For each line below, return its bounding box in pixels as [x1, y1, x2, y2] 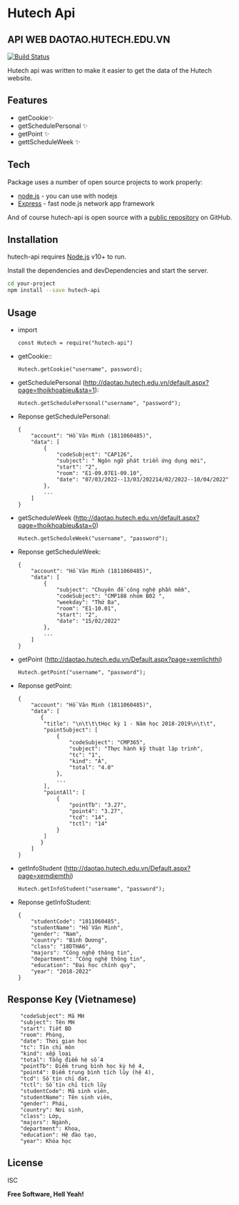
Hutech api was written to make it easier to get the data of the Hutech [7, 66, 213, 74]
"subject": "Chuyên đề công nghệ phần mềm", [56, 586, 191, 594]
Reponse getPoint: [17, 681, 73, 690]
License [7, 1157, 44, 1169]
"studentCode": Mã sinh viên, [20, 1087, 111, 1094]
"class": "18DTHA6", [31, 943, 92, 950]
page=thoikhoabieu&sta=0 [17, 521, 96, 529]
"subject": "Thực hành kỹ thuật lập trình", [68, 745, 204, 752]
